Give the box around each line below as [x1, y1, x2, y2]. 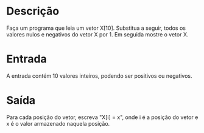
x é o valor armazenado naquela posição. [6, 120, 110, 127]
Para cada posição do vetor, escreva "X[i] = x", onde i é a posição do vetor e [6, 114, 199, 121]
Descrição [6, 4, 60, 18]
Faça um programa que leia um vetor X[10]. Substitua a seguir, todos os [6, 24, 186, 32]
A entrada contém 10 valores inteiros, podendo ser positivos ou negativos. [6, 72, 193, 80]
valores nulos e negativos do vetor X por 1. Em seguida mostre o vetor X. [6, 30, 189, 38]
